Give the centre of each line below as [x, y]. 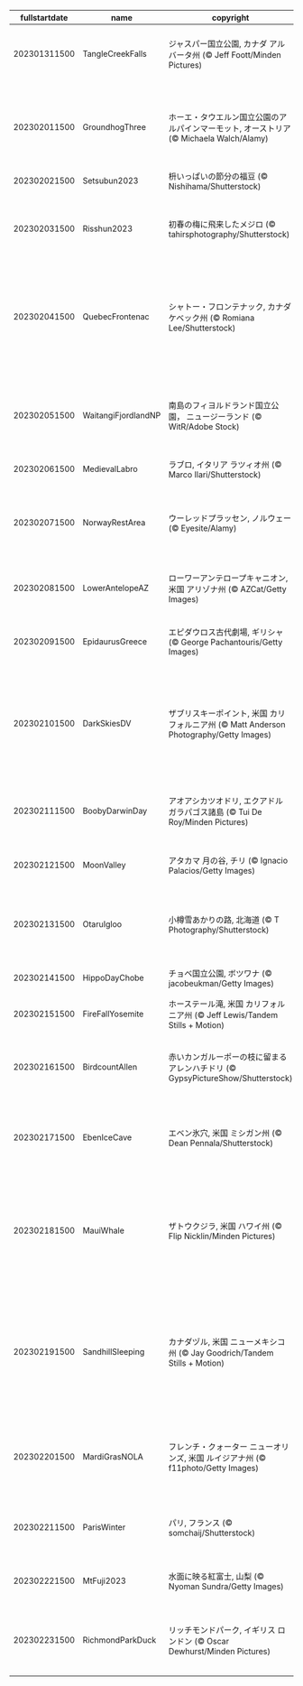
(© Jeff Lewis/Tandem [236, 1014]
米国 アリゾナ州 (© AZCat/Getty [227, 588]
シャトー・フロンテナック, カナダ [230, 306]
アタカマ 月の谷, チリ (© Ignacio [228, 860]
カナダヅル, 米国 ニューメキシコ [227, 1342]
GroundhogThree [115, 126]
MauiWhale [103, 1230]
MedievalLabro [110, 469]
